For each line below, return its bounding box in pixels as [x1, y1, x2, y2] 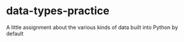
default [6, 30, 24, 37]
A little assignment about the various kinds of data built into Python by [6, 24, 179, 31]
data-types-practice [6, 4, 110, 18]
